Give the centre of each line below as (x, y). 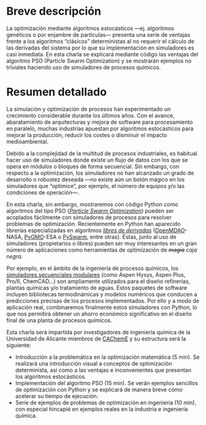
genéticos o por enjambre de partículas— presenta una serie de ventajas (98, 34)
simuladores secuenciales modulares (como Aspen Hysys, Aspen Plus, (96, 274)
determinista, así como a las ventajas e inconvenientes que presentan (103, 370)
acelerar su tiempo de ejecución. (57, 396)
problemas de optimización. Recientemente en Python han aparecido (93, 224)
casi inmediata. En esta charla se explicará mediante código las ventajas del (102, 54)
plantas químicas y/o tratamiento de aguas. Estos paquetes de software (97, 288)
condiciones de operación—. (43, 192)
